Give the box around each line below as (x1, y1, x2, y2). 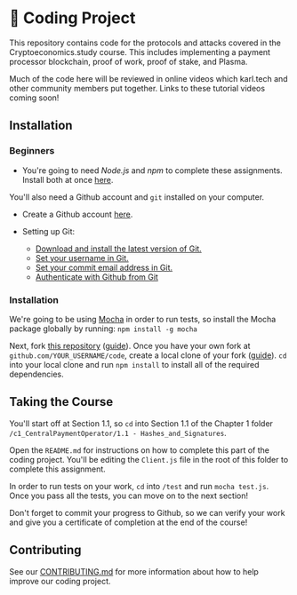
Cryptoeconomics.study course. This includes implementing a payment (9, 46, 271, 57)
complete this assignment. (9, 464, 107, 474)
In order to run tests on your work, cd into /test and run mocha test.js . (9, 480, 269, 491)
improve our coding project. (9, 575, 111, 586)
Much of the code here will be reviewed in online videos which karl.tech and (9, 73, 288, 83)
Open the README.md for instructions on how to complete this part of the (9, 444, 269, 456)
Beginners (9, 145, 55, 157)
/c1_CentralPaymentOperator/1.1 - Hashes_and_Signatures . (9, 427, 227, 438)
